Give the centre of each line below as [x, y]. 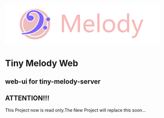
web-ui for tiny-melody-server [53, 81]
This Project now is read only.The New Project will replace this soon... [76, 110]
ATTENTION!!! [27, 98]
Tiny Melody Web [42, 63]
